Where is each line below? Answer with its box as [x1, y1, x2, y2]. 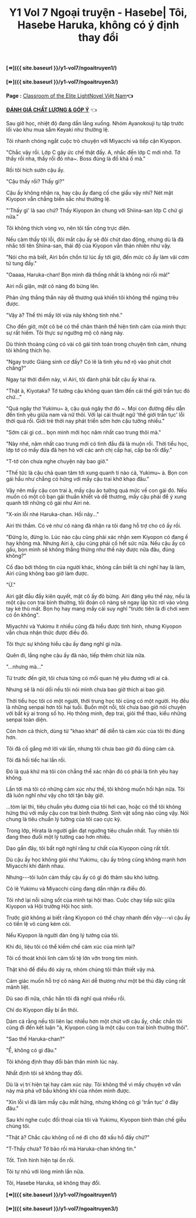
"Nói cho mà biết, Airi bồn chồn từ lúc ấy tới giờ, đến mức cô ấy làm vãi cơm [6, 253, 189, 261]
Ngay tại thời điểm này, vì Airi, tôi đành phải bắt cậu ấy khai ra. [6, 376, 157, 383]
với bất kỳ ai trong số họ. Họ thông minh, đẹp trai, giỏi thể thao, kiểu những [6, 710, 187, 717]
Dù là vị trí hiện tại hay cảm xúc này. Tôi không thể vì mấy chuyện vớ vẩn [6, 1081, 181, 1088]
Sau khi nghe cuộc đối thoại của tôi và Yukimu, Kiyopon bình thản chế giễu [6, 1116, 187, 1123]
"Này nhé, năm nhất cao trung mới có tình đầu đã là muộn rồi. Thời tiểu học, [6, 440, 189, 447]
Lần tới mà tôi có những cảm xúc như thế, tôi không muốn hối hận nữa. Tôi [6, 785, 185, 793]
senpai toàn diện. [6, 716, 48, 723]
